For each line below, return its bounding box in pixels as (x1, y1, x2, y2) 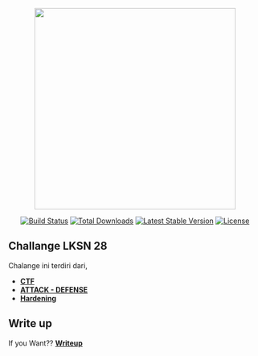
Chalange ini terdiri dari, (8, 260, 88, 270)
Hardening (19, 293, 56, 303)
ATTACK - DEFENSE (19, 284, 88, 294)
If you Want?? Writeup (8, 338, 83, 348)
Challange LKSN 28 (8, 239, 108, 253)
